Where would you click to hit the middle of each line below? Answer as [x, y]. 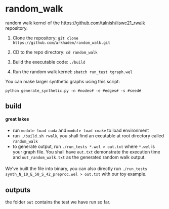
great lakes [17, 119]
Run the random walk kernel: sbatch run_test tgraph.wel [73, 72]
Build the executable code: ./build [49, 62]
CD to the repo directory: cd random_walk [55, 52]
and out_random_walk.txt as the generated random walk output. [79, 157]
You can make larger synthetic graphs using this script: [63, 81]
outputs [18, 190]
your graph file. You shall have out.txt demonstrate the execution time [86, 151]
